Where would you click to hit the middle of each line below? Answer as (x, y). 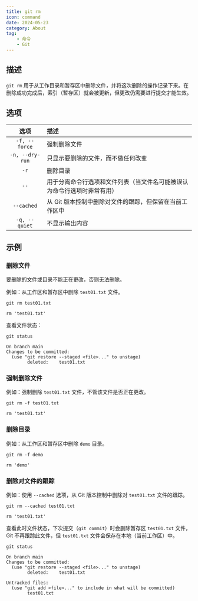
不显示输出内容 (67, 223)
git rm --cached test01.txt (41, 506)
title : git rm (24, 12)
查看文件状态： (24, 325)
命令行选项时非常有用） (85, 191)
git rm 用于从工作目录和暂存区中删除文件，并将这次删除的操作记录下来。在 (97, 85)
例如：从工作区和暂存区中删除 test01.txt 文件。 (65, 292)
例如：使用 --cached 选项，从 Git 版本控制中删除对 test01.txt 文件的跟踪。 (97, 495)
